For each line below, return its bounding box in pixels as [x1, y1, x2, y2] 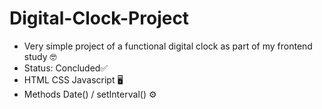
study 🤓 [23, 50, 57, 62]
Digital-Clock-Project [9, 7, 190, 30]
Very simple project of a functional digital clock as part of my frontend [23, 40, 313, 52]
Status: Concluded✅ [23, 62, 109, 74]
